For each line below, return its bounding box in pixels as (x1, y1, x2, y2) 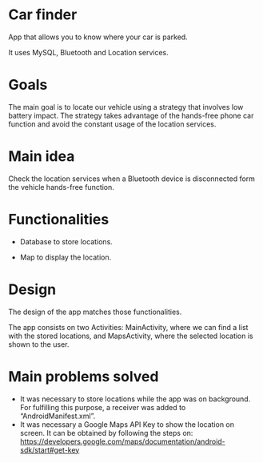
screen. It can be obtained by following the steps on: (19, 428, 193, 437)
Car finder (8, 6, 78, 24)
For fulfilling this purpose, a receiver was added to (19, 402, 186, 412)
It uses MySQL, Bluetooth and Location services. (8, 47, 169, 57)
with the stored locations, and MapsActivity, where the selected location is (8, 331, 253, 340)
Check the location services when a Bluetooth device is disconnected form (8, 174, 256, 183)
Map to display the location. (19, 252, 112, 262)
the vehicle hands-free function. (8, 182, 114, 191)
